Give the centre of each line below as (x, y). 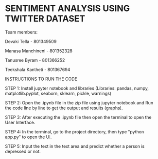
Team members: (21, 32)
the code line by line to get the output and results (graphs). (64, 108)
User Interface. (20, 122)
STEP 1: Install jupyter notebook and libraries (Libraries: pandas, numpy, (77, 88)
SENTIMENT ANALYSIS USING (68, 8)
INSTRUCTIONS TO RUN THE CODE (41, 79)
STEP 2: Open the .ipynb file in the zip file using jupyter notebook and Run (79, 102)
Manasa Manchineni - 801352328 (39, 51)
